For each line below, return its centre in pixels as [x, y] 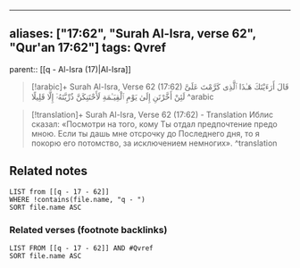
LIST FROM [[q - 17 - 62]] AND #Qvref [81, 248]
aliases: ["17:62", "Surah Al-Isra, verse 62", [133, 33]
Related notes [48, 171]
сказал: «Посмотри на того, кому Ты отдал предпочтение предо [154, 124]
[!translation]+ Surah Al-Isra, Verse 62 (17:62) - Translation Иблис [152, 114]
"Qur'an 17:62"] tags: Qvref [88, 48]
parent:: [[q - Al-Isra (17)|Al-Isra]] [70, 69]
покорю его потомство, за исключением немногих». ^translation [154, 143]
